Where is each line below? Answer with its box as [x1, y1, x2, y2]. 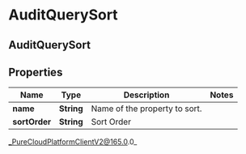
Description [123, 89, 170, 101]
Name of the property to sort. [91, 103, 202, 114]
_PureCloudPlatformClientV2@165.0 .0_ [8, 137, 138, 147]
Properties [8, 65, 63, 79]
